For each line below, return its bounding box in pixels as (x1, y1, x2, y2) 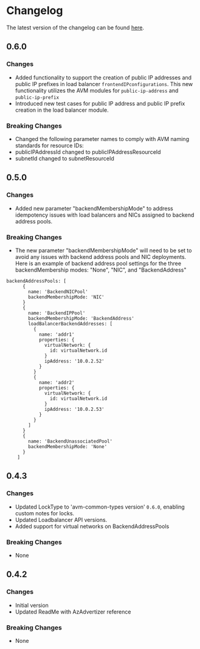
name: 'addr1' (38, 331, 75, 338)
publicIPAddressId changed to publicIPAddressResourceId (15, 148, 161, 156)
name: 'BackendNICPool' (28, 288, 88, 295)
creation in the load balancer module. (15, 106, 109, 114)
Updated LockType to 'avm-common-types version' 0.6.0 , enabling (15, 503, 185, 510)
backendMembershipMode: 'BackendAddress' (28, 315, 135, 321)
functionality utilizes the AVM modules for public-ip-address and (15, 87, 179, 94)
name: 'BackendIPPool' (28, 310, 86, 316)
